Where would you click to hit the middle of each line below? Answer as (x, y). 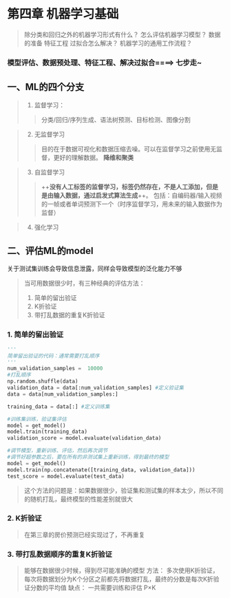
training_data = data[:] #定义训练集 (59, 407)
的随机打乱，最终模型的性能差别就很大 (78, 499)
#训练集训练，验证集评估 (37, 419)
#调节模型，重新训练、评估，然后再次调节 (57, 451)
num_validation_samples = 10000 (55, 369)
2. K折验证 (24, 518)
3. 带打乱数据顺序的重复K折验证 (60, 554)
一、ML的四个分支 (46, 87)
